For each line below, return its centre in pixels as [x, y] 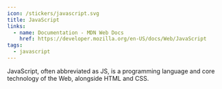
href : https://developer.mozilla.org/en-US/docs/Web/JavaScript [113, 39]
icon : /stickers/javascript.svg [53, 13]
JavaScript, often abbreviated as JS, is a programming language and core [111, 71]
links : [16, 26]
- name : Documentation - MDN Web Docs [69, 33]
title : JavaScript [33, 20]
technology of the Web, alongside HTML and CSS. [78, 78]
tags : [15, 45]
